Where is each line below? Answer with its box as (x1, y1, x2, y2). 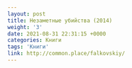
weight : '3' (7, 23, 43, 30)
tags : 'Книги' (7, 43, 50, 50)
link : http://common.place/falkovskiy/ (7, 50, 126, 57)
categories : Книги (7, 37, 62, 44)
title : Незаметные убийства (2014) (7, 17, 113, 24)
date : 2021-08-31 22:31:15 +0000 (7, 30, 106, 38)
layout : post (7, 10, 46, 18)
